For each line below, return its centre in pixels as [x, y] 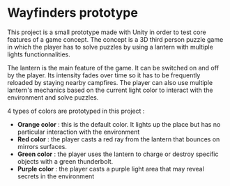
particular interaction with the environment [78, 132]
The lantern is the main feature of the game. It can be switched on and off [113, 68]
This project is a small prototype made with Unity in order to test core [107, 32]
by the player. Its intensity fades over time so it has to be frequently [104, 75]
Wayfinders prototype [72, 13]
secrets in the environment [56, 176]
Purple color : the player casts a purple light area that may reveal [110, 169]
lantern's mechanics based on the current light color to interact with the [110, 90]
